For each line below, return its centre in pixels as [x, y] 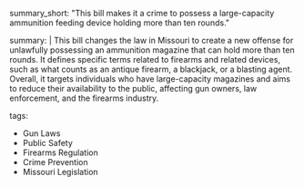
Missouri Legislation [60, 172]
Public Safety [47, 143]
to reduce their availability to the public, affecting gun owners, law [133, 88]
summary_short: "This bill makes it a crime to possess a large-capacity [142, 13]
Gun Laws [41, 133]
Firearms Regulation [60, 152]
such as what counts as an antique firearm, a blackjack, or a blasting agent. [151, 69]
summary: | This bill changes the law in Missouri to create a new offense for [152, 40]
